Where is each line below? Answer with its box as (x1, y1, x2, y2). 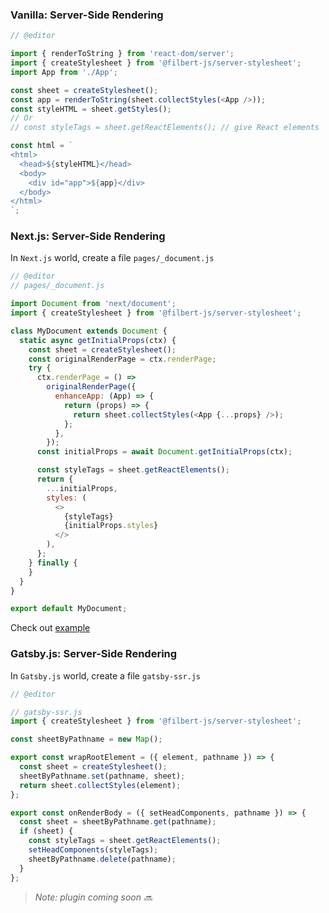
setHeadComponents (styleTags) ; (28, 845, 159, 855)
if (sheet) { (19, 826, 74, 837)
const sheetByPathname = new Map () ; (10, 734, 163, 745)
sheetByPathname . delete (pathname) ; (28, 854, 177, 864)
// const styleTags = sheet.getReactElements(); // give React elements (10, 123, 320, 133)
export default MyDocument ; (10, 604, 128, 614)
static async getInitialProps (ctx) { (19, 335, 177, 345)
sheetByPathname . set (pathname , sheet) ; (19, 771, 186, 781)
